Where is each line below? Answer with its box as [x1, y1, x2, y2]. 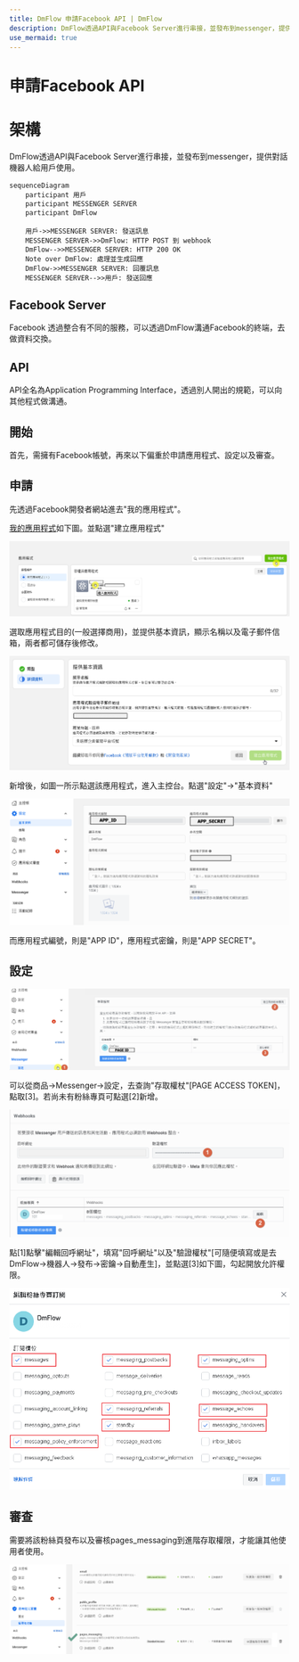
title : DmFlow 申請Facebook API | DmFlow [9, 14, 163, 23]
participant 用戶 [25, 190, 87, 200]
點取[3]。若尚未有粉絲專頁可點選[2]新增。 [9, 1090, 163, 1101]
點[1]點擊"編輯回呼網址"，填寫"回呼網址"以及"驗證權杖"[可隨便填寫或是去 [9, 1247, 278, 1258]
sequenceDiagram [9, 181, 69, 190]
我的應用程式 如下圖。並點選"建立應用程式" [9, 522, 166, 533]
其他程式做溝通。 [9, 396, 72, 407]
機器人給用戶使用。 [9, 161, 80, 173]
